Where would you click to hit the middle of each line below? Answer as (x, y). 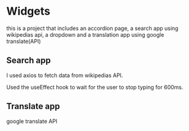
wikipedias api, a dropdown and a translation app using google (85, 34)
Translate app (33, 106)
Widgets (28, 11)
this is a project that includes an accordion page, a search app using (92, 28)
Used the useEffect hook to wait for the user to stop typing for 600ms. (95, 87)
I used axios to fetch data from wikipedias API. (65, 75)
